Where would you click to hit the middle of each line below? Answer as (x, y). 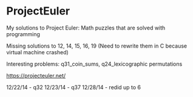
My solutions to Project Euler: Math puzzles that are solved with (86, 28)
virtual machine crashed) (37, 52)
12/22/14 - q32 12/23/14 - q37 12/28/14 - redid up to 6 (74, 87)
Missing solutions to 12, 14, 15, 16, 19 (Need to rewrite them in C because (96, 46)
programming (23, 34)
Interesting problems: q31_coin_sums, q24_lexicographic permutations (94, 64)
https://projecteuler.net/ (36, 75)
